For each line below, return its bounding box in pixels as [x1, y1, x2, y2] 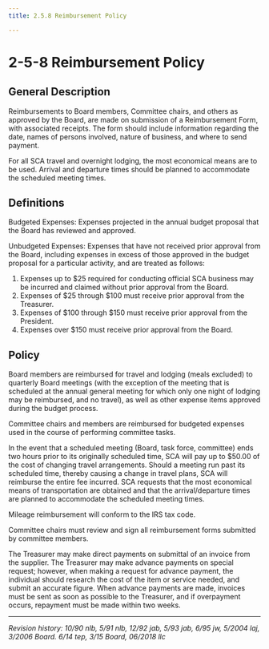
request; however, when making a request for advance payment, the [8, 566, 234, 576]
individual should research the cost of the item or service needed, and [8, 574, 240, 585]
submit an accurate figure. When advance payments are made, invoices [8, 583, 246, 593]
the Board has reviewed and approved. [8, 226, 136, 236]
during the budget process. [8, 404, 98, 413]
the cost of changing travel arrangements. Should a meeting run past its [8, 460, 246, 470]
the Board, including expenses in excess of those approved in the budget [8, 250, 250, 260]
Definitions [8, 196, 65, 210]
